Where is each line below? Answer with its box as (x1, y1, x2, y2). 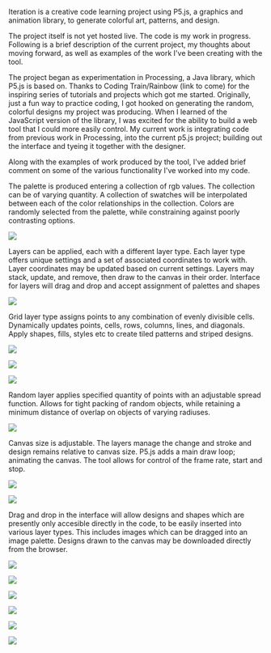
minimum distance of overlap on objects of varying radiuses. (8, 408, 210, 417)
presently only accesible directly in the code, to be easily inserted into (8, 519, 242, 528)
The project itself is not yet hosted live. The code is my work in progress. (8, 32, 252, 40)
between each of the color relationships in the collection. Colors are (8, 198, 235, 208)
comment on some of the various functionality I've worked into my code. (8, 166, 251, 175)
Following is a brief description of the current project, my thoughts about (8, 40, 251, 49)
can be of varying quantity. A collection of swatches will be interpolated (8, 190, 248, 199)
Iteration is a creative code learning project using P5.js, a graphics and (8, 7, 243, 16)
